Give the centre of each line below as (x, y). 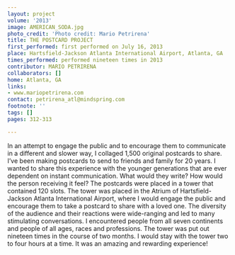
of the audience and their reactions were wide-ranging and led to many (111, 213)
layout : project (31, 14)
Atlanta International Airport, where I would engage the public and (130, 198)
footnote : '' (27, 106)
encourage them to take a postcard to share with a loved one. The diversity (117, 205)
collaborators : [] (34, 73)
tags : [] (20, 113)
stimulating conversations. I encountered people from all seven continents (115, 221)
